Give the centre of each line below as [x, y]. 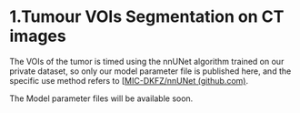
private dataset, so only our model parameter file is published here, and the [150, 71]
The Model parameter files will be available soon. [101, 98]
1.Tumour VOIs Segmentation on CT [147, 17]
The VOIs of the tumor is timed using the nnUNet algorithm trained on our [147, 61]
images [38, 36]
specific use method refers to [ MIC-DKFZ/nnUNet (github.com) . [129, 80]
